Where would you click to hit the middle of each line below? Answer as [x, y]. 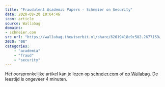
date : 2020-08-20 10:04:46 [33, 14]
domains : [14, 28]
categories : [17, 46]
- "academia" [27, 51]
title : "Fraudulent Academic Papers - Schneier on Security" [69, 10]
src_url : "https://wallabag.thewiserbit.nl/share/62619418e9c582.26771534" [84, 37]
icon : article [20, 19]
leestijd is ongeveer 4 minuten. [36, 79]
